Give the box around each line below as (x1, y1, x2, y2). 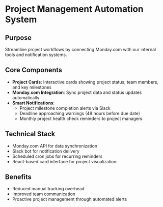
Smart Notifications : (12, 100, 55, 106)
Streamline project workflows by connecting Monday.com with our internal (5, 47, 156, 52)
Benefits (5, 173, 32, 181)
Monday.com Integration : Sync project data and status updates (12, 89, 142, 95)
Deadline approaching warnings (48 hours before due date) (19, 110, 140, 116)
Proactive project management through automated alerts (12, 196, 127, 202)
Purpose (5, 33, 32, 42)
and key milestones (12, 84, 52, 90)
